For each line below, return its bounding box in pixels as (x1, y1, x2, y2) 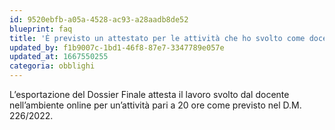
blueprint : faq (9, 24, 73, 34)
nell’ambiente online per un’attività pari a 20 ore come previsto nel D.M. (9, 99, 302, 111)
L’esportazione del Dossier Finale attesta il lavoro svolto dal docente (9, 89, 290, 100)
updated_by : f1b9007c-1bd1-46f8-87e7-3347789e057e (9, 42, 225, 53)
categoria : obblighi (9, 61, 96, 71)
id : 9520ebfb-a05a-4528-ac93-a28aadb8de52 (9, 14, 189, 25)
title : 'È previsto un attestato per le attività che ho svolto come (9, 33, 306, 43)
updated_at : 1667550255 (9, 52, 109, 62)
